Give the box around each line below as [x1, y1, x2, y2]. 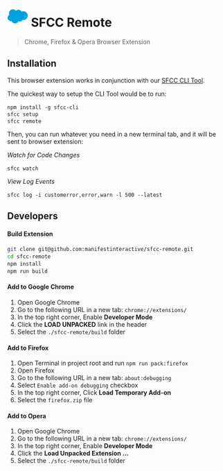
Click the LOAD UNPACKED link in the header [17, 320, 148, 329]
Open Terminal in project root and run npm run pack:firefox [17, 359, 188, 368]
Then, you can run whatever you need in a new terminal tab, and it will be [7, 130, 217, 138]
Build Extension [7, 230, 53, 238]
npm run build [7, 268, 48, 275]
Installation [7, 58, 57, 69]
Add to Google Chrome [7, 283, 75, 291]
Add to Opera [7, 411, 46, 420]
